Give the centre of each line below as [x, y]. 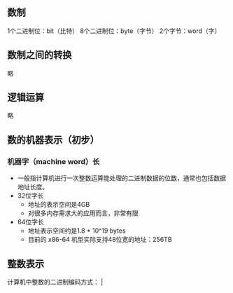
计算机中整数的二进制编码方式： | [55, 282]
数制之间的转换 [40, 55]
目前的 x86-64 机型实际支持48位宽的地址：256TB [100, 240]
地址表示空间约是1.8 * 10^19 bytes [77, 231]
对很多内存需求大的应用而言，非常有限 [83, 213]
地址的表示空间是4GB [59, 205]
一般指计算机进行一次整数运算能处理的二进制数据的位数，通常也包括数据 [121, 178]
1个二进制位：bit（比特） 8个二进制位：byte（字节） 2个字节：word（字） [114, 31]
